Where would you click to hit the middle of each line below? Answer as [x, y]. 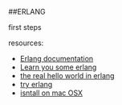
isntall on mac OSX [51, 93]
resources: [26, 43]
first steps [25, 27]
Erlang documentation [57, 59]
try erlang [36, 84]
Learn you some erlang [58, 67]
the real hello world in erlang [67, 76]
